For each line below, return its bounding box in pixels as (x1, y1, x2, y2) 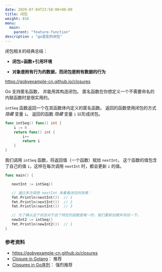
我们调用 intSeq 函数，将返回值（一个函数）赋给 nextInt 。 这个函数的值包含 (5, 157, 157, 163)
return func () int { (14, 130, 55, 135)
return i (22, 139, 40, 144)
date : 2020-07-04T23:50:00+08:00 (5, 7, 73, 12)
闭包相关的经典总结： (5, 48, 48, 54)
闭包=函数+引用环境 (12, 58, 52, 64)
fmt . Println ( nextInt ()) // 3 (11, 204, 73, 209)
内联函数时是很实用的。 (5, 94, 52, 100)
